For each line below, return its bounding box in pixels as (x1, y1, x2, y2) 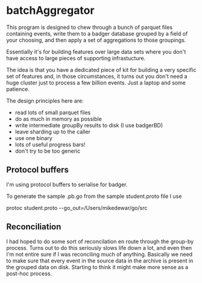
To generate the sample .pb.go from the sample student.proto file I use (6, 192, 182, 200)
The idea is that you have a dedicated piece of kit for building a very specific (6, 66, 197, 73)
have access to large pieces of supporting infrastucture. (6, 54, 146, 62)
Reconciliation (6, 221, 62, 232)
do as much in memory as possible (14, 115, 103, 122)
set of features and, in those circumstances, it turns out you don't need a (6, 72, 188, 80)
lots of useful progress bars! (14, 141, 86, 148)
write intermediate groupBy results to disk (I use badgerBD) (14, 121, 163, 129)
